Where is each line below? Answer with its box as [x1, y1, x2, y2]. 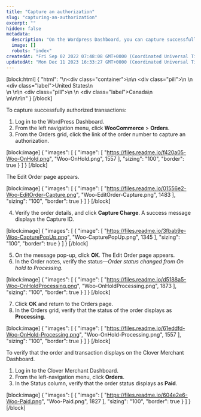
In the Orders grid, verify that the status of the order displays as [14, 307, 172, 314]
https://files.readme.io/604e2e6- [106, 391, 188, 398]
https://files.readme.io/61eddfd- [106, 325, 185, 332]
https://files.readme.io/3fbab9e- [106, 227, 187, 234]
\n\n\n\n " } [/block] [6, 94, 53, 102]
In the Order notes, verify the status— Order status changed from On [14, 257, 184, 265]
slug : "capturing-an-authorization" [6, 14, 98, 20]
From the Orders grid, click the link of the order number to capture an [14, 130, 186, 138]
